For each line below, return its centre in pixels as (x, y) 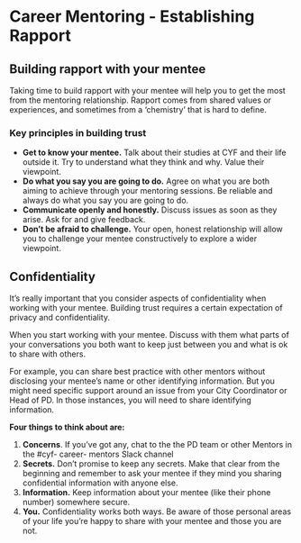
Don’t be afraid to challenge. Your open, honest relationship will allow (153, 229)
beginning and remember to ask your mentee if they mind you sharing (152, 474)
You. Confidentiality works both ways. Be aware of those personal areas (156, 511)
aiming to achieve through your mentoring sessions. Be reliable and (147, 191)
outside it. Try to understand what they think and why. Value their (143, 162)
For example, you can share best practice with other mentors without (137, 372)
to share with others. (48, 354)
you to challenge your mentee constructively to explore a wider (140, 239)
